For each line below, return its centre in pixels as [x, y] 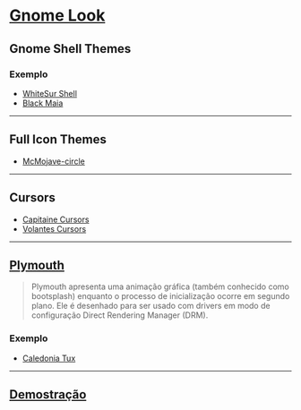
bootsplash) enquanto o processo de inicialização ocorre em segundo [160, 296]
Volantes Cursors [54, 228]
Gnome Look [57, 16]
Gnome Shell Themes [70, 49]
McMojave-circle [53, 161]
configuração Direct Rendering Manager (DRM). [120, 315]
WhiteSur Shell [50, 93]
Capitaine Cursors [56, 219]
